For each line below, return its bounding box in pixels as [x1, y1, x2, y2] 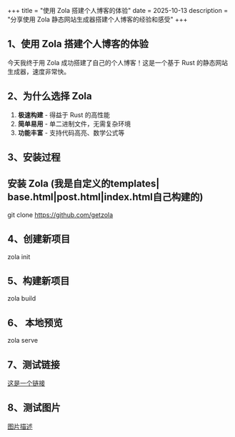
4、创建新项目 [7, 233, 71, 245]
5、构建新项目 [7, 275, 70, 287]
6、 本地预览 [7, 316, 63, 328]
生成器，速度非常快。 [7, 67, 70, 76]
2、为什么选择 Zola [7, 90, 92, 102]
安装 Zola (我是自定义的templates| [7, 178, 160, 190]
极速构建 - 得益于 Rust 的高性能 [17, 110, 111, 119]
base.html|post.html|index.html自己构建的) [7, 191, 204, 204]
